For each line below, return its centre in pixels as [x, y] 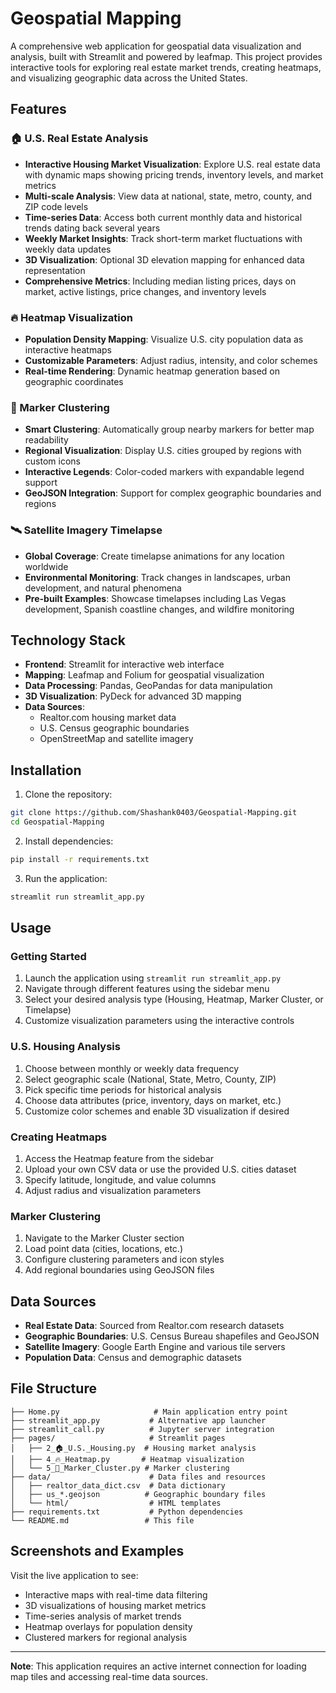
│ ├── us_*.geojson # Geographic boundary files [138, 1494]
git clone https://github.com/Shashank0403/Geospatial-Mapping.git [154, 813]
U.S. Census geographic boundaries [114, 728]
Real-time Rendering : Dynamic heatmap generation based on [152, 371]
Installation [46, 770]
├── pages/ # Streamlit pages [118, 1438]
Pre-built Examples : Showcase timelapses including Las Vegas [155, 598]
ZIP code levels [56, 206]
